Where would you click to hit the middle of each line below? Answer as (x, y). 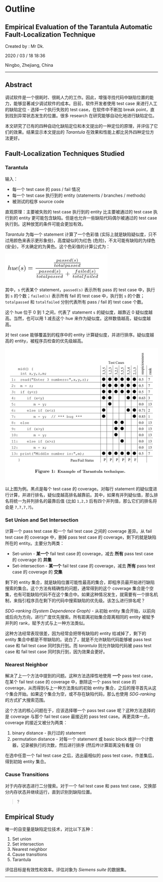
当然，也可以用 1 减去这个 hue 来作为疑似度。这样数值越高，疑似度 (80, 318)
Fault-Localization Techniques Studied (65, 154)
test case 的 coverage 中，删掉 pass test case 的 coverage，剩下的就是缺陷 (81, 537)
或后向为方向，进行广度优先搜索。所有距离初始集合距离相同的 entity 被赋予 (80, 617)
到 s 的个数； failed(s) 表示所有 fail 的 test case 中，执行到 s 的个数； (75, 296)
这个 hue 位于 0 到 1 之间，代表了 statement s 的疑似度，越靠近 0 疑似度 (77, 312)
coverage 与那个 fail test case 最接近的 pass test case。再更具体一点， (81, 716)
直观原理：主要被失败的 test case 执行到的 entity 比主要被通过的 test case (79, 212)
